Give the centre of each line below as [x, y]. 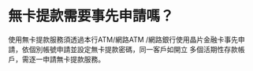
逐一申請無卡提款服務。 [67, 59]
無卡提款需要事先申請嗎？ [91, 16]
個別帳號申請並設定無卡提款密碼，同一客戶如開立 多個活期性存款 [133, 49]
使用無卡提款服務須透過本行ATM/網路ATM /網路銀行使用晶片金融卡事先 [123, 39]
